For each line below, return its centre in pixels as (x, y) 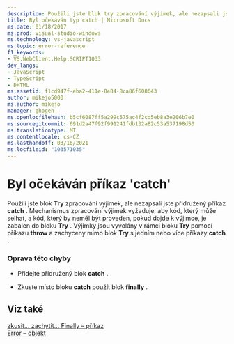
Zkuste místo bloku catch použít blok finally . (83, 287)
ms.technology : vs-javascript (51, 40)
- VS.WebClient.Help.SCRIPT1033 (54, 59)
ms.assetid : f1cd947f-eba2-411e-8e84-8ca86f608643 (82, 91)
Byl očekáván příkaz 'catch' (89, 184)
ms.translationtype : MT (42, 130)
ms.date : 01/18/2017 (37, 26)
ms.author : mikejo (34, 104)
